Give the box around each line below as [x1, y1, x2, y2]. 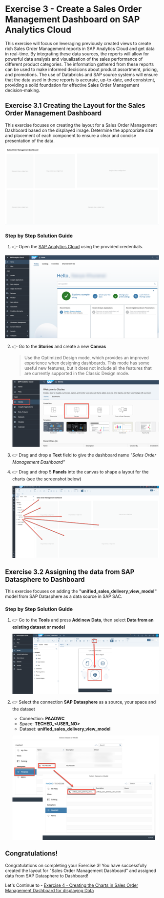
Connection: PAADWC [19, 716, 65, 722]
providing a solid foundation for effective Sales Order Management [5, 82, 140, 88]
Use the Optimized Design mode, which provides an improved [24, 354, 149, 360]
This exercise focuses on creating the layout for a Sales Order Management [5, 122, 157, 128]
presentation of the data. [5, 138, 55, 143]
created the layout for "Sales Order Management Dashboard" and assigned [5, 868, 156, 874]
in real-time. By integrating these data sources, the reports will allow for [5, 50, 149, 57]
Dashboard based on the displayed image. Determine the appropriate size [5, 127, 154, 133]
